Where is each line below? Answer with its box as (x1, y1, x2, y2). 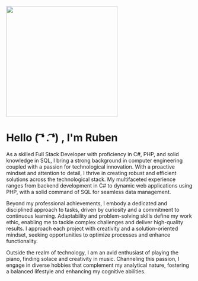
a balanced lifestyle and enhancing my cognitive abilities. (6, 267, 146, 274)
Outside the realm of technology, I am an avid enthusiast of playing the (6, 248, 179, 256)
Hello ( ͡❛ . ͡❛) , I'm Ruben (6, 131, 118, 144)
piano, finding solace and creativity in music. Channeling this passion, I (6, 255, 180, 262)
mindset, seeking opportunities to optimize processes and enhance (6, 231, 171, 238)
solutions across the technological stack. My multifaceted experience (6, 176, 176, 183)
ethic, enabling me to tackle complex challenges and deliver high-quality (6, 218, 184, 225)
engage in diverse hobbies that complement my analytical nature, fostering (6, 261, 190, 269)
